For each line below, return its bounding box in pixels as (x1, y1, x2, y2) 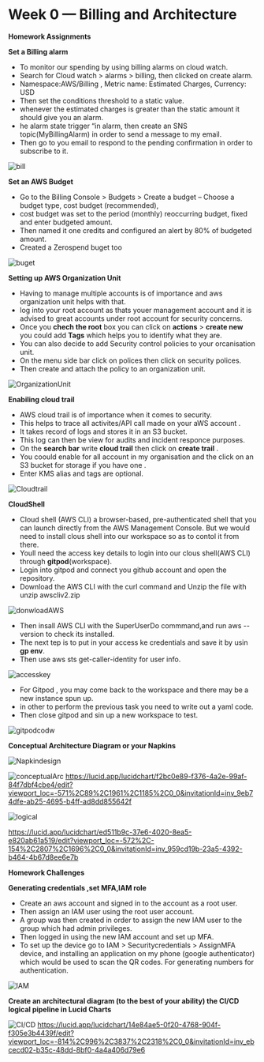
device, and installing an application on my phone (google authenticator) (19, 948, 255, 958)
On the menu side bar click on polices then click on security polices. (19, 356, 242, 365)
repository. (19, 573, 55, 582)
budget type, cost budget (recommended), (19, 200, 159, 210)
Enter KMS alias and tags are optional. (19, 469, 144, 478)
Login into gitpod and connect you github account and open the (19, 565, 227, 574)
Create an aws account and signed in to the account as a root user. (19, 898, 238, 908)
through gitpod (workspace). (19, 556, 113, 566)
